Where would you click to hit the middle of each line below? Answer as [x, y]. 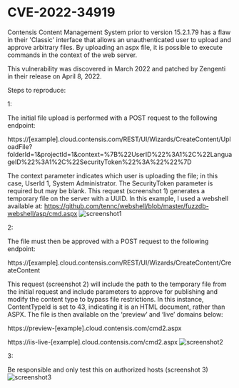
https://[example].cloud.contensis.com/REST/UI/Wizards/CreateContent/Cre [119, 262]
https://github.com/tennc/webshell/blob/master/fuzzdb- [126, 206]
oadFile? [20, 146]
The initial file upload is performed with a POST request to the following [112, 118]
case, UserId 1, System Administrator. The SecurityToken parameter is [110, 183]
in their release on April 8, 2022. [55, 76]
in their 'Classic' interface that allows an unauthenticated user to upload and [119, 39]
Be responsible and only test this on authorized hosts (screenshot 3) [108, 369]
